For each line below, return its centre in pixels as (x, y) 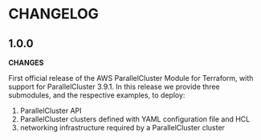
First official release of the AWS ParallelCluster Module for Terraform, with (131, 78)
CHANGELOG (53, 14)
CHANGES (26, 62)
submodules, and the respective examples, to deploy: (97, 95)
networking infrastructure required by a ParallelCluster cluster (122, 128)
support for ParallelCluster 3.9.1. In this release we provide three (114, 86)
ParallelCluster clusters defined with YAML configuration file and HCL (135, 119)
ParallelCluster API (51, 110)
